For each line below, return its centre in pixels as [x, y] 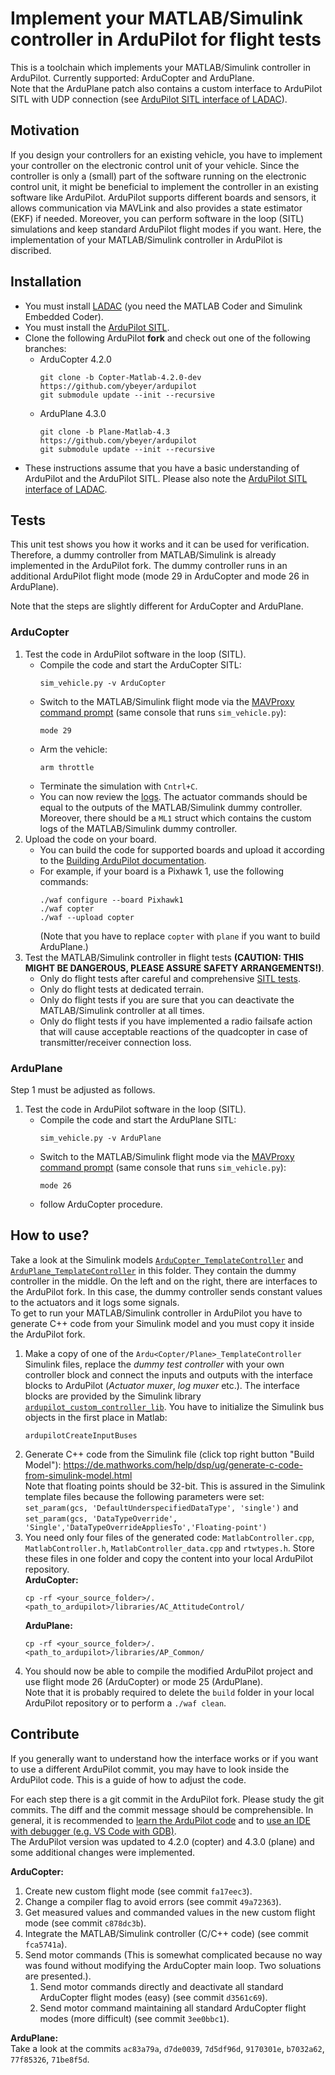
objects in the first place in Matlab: [96, 1417]
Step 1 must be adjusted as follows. [83, 1089]
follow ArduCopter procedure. [101, 1204]
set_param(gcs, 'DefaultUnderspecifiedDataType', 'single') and [161, 1507]
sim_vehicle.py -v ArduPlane [100, 1138]
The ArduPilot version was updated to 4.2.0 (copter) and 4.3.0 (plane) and [162, 1841]
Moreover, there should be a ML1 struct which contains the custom [175, 818]
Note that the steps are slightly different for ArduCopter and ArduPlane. [157, 606]
